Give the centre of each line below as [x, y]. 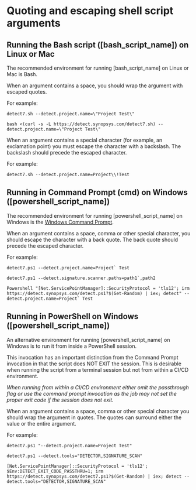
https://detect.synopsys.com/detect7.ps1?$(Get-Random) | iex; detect [94, 476]
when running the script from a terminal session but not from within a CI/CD [98, 369]
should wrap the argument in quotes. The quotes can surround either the [94, 417]
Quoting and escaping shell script [90, 11]
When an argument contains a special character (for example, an [85, 140]
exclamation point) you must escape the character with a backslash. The [94, 146]
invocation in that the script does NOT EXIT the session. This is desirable [94, 364]
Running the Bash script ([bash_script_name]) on [98, 45]
